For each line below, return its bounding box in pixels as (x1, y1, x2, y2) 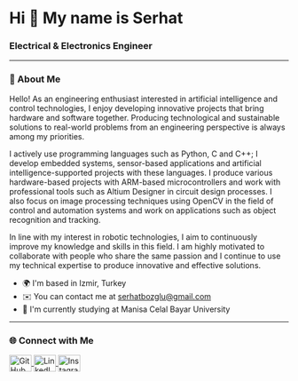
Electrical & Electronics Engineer (9, 40, 153, 52)
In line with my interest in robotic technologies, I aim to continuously (9, 231, 258, 242)
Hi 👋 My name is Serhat (9, 8, 184, 28)
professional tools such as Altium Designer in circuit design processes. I (9, 186, 272, 196)
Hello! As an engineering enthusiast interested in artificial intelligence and (9, 93, 278, 104)
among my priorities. (9, 131, 85, 141)
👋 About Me (9, 73, 61, 85)
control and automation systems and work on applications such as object (9, 204, 277, 216)
